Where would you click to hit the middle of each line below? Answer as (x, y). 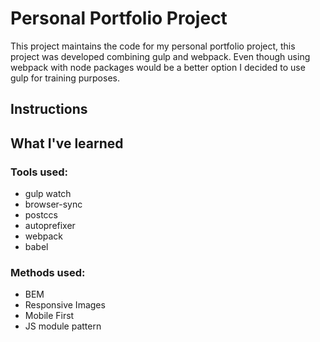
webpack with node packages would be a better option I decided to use (158, 67)
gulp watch (48, 194)
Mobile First (49, 316)
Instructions (49, 109)
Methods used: (48, 272)
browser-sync (53, 204)
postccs (41, 215)
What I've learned (67, 143)
